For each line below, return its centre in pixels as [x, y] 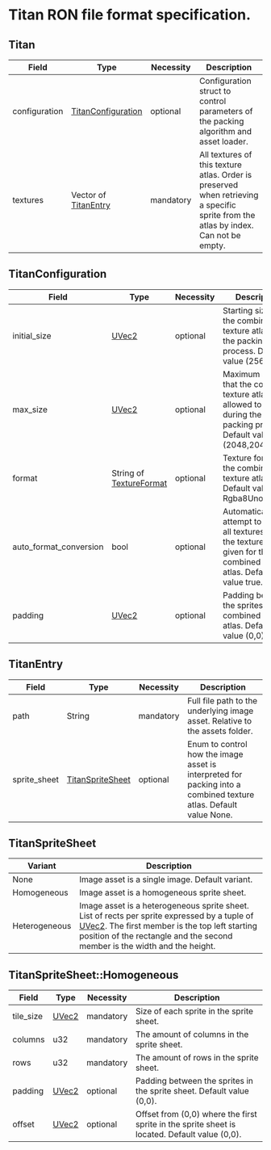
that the [238, 384]
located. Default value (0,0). [189, 1135]
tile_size [27, 1017]
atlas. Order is [225, 175]
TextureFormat [140, 483]
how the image [215, 754]
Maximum [242, 374]
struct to [215, 91]
